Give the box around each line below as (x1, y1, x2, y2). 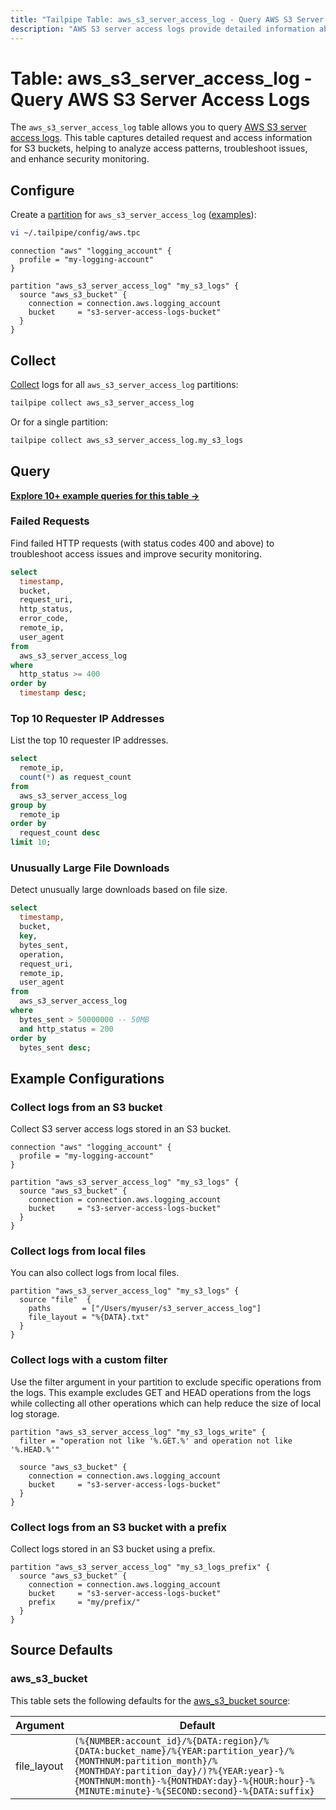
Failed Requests (10, 514, 90, 528)
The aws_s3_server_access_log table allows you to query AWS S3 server (10, 121, 307, 133)
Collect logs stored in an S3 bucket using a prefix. (10, 1542, 216, 1555)
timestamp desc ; (19, 688, 87, 698)
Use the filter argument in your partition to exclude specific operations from (10, 1376, 322, 1388)
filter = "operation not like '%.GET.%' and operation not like (19, 1436, 293, 1446)
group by (10, 800, 47, 810)
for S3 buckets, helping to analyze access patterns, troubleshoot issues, (10, 142, 308, 155)
